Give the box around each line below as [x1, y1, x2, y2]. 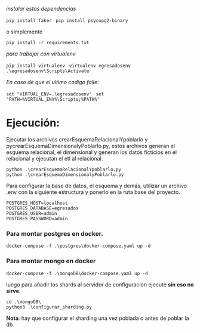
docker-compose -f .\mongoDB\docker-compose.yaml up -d [6, 270, 148, 276]
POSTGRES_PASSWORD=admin [6, 215, 68, 221]
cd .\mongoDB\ [6, 298, 42, 305]
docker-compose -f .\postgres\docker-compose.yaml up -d [6, 243, 151, 249]
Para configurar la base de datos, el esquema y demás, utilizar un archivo [6, 182, 187, 189]
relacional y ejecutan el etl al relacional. [6, 155, 103, 162]
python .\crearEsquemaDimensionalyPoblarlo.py [6, 171, 124, 178]
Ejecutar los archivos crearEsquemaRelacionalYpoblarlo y [6, 135, 148, 143]
